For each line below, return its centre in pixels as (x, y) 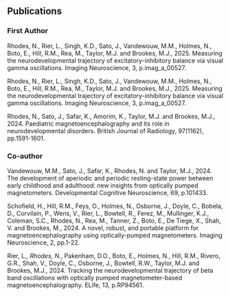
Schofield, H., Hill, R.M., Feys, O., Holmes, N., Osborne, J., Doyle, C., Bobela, (115, 206)
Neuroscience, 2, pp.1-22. (44, 242)
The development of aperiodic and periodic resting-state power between (110, 178)
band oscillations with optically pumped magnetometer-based (95, 277)
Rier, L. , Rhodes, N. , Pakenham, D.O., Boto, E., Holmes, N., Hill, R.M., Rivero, (114, 255)
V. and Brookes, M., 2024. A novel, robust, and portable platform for (103, 228)
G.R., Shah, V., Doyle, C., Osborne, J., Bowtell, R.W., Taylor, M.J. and (103, 263)
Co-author (25, 156)
